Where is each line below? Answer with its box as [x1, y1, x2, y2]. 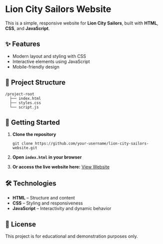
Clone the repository [12, 131, 56, 137]
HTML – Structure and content [12, 195, 75, 201]
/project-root [5, 91, 35, 96]
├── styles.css [9, 100, 41, 105]
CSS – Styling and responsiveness [12, 200, 83, 206]
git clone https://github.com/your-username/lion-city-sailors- [12, 141, 149, 146]
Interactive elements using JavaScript [12, 58, 90, 64]
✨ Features [5, 40, 40, 48]
